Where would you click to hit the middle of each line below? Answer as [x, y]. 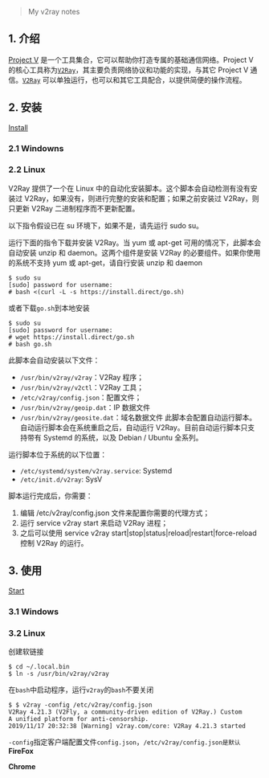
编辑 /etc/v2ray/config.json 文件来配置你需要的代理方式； [115, 513]
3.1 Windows [33, 612]
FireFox [21, 751]
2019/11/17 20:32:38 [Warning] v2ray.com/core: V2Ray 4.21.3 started [127, 726]
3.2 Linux [27, 633]
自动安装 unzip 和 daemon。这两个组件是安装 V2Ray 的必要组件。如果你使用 [134, 252]
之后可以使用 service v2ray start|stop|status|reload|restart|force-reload [138, 533]
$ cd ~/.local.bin [39, 666]
